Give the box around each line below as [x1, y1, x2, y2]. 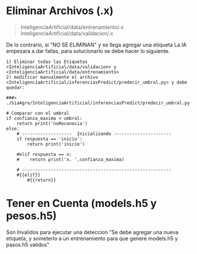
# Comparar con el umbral [6, 110, 69, 116]
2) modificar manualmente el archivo [6, 74, 98, 80]
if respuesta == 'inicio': [16, 136, 83, 142]
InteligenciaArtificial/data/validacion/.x [20, 29, 113, 36]
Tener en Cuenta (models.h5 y [6, 197, 157, 210]
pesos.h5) [6, 209, 57, 223]
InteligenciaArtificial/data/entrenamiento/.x [20, 24, 124, 31]
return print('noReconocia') [16, 121, 88, 126]
